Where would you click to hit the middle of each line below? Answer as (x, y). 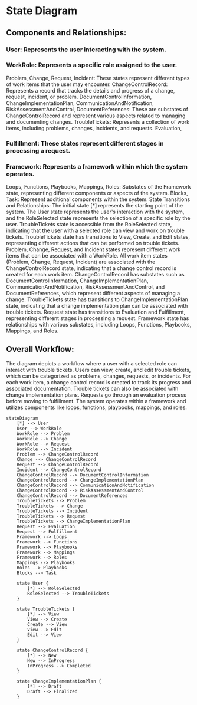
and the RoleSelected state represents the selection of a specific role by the (98, 218)
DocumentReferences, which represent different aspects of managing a (93, 294)
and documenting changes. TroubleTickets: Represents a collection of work (98, 121)
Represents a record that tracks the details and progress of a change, (91, 90)
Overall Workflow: (40, 349)
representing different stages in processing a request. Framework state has (98, 318)
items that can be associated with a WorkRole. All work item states (87, 256)
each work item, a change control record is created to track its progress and (98, 382)
